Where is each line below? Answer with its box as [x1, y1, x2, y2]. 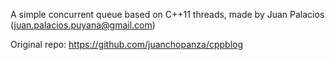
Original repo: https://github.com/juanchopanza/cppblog [10, 39, 244, 50]
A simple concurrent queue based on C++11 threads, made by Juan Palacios [10, 9, 325, 20]
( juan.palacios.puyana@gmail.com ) [10, 19, 156, 31]
